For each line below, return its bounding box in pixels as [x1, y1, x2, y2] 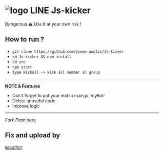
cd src [12, 59, 26, 65]
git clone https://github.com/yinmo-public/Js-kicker [12, 49, 124, 54]
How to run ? [5, 35, 44, 44]
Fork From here [5, 117, 36, 123]
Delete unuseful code [12, 98, 56, 104]
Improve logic [12, 103, 40, 109]
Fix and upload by [5, 131, 60, 139]
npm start [12, 65, 33, 69]
